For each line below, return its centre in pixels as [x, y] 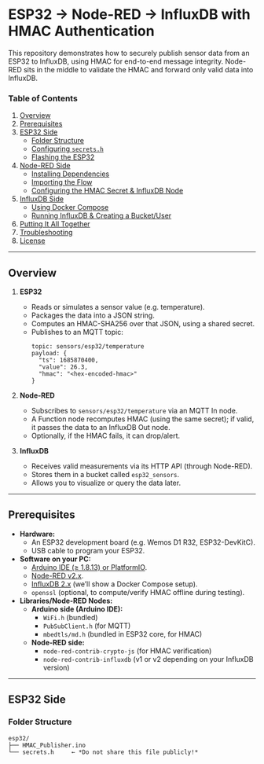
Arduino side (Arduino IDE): [77, 609]
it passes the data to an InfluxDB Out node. [101, 428]
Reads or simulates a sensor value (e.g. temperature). [118, 307]
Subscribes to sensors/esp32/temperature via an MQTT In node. [134, 411]
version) [56, 667]
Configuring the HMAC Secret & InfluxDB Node [107, 191]
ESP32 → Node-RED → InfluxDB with [129, 15]
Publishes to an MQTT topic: [77, 332]
